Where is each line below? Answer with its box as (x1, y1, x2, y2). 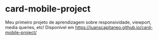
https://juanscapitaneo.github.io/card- (75, 24, 153, 30)
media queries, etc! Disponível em (5, 24, 75, 30)
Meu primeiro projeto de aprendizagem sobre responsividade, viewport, (5, 19, 152, 25)
